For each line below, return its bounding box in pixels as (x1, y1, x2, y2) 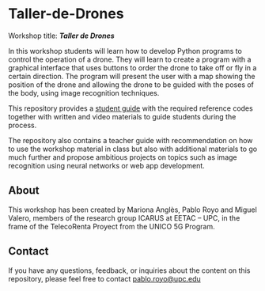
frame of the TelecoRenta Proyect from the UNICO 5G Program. (8, 221, 215, 231)
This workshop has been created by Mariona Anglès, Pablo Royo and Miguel (8, 205, 257, 214)
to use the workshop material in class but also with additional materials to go (8, 144, 258, 153)
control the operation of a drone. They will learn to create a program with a (8, 55, 252, 64)
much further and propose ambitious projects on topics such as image (8, 152, 237, 162)
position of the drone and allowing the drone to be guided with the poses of (8, 80, 255, 89)
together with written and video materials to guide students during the (8, 111, 237, 121)
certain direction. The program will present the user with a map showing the (8, 71, 256, 81)
